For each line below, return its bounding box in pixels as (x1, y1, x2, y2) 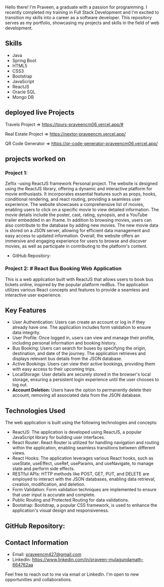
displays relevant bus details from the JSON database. (12, 356, 123, 362)
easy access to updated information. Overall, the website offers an (5, 233, 140, 239)
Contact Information (5, 538, 69, 547)
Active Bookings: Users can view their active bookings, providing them (12, 361, 156, 367)
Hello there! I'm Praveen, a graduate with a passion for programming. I (5, 4, 147, 10)
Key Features (5, 306, 47, 314)
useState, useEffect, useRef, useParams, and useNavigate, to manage (12, 461, 154, 467)
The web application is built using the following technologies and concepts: (5, 420, 158, 426)
